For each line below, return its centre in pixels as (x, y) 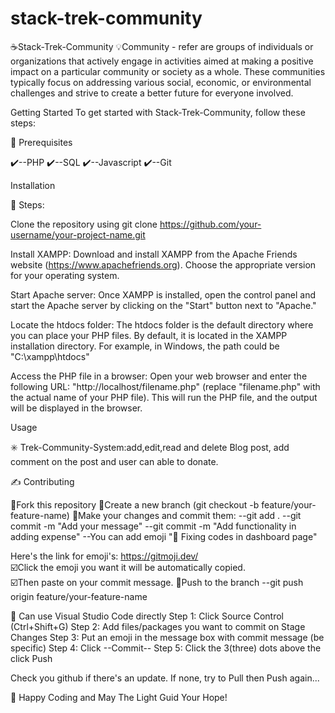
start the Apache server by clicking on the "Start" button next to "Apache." (163, 305)
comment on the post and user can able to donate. (114, 461)
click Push (31, 658)
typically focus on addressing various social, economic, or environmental (161, 82)
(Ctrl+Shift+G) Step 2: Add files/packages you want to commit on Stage (158, 626)
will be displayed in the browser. (76, 408)
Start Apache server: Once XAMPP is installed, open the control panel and (163, 294)
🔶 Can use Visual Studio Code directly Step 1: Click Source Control (147, 616)
